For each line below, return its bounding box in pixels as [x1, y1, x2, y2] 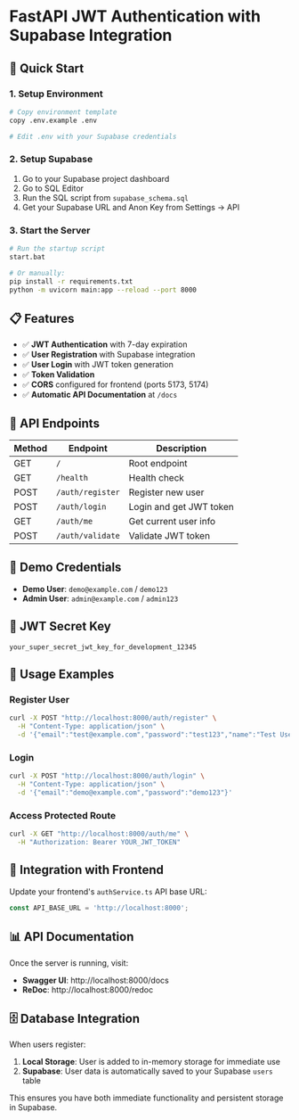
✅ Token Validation [21, 369, 95, 380]
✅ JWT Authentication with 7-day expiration [21, 339, 188, 350]
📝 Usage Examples [9, 667, 115, 682]
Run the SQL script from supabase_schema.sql [21, 192, 189, 202]
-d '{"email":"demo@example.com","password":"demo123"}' [17, 788, 233, 797]
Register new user [128, 486, 205, 498]
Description [155, 442, 207, 455]
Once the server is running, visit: [9, 957, 129, 968]
